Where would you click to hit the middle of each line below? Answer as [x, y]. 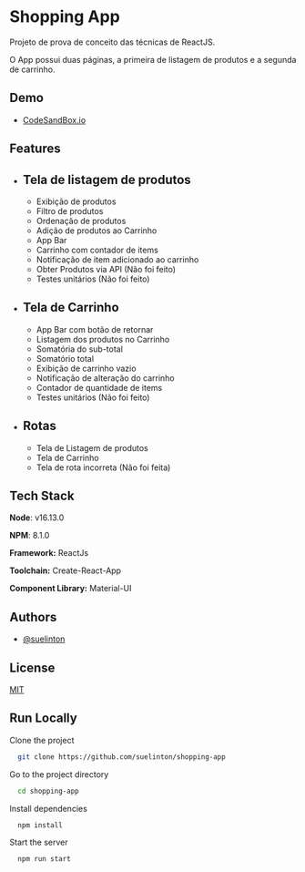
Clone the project [42, 740]
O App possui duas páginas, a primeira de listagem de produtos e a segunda [153, 59]
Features [35, 149]
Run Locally [43, 718]
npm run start [44, 859]
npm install [41, 825]
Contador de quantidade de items [99, 387]
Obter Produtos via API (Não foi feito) [106, 269]
